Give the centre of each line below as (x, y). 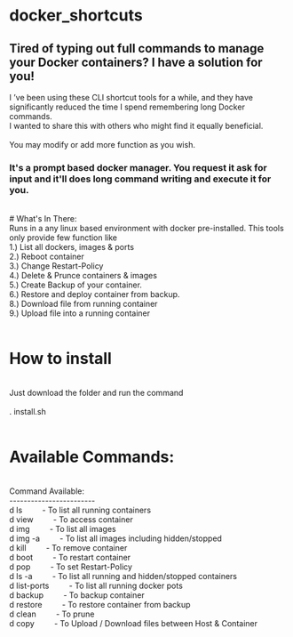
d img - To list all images (63, 529)
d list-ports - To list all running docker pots (96, 586)
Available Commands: (92, 457)
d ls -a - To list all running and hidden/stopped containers (123, 577)
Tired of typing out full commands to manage (137, 48)
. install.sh (28, 412)
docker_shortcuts (76, 16)
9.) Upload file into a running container (80, 313)
